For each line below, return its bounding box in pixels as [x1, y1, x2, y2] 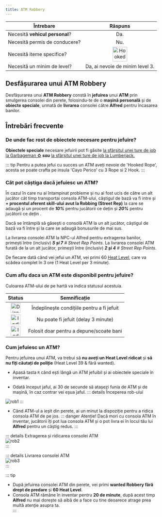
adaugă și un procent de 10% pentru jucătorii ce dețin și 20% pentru [5, 206, 143, 212]
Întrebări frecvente [5, 122, 64, 130]
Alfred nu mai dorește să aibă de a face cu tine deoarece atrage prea [12, 497, 151, 503]
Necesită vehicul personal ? [8, 31, 72, 37]
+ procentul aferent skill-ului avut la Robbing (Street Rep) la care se [5, 200, 144, 206]
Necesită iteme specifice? [8, 50, 67, 57]
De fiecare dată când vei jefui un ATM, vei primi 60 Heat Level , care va [5, 254, 147, 260]
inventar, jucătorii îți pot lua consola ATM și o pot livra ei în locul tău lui [12, 418, 153, 424]
